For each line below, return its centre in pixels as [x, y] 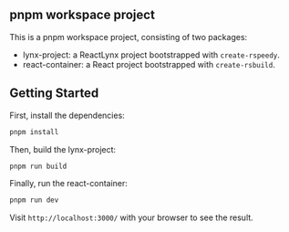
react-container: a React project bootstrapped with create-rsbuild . [149, 64]
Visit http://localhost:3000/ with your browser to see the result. [131, 217]
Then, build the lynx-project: [63, 149]
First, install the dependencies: [67, 115]
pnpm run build [38, 166]
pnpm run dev [34, 200]
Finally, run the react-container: [68, 184]
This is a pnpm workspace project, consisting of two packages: [129, 37]
